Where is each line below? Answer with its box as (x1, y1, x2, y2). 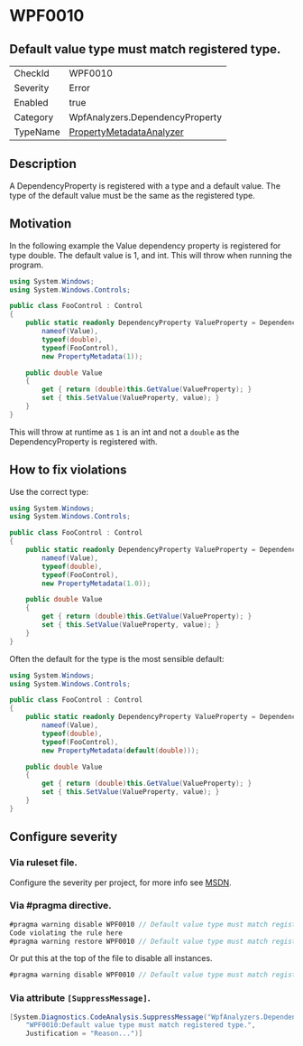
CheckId (14, 67, 50, 79)
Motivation (9, 216, 72, 231)
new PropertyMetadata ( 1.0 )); (41, 579, 151, 588)
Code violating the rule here (9, 928, 124, 938)
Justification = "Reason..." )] (25, 1029, 143, 1039)
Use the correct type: (9, 486, 88, 497)
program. (9, 259, 44, 270)
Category (14, 111, 54, 123)
